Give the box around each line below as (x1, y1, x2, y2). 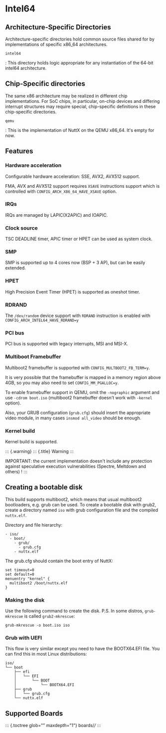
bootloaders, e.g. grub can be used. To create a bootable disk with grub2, (5, 501, 157, 507)
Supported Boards (5, 709, 63, 718)
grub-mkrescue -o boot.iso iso (5, 623, 70, 628)
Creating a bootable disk (5, 483, 83, 492)
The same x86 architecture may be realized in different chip (5, 93, 128, 99)
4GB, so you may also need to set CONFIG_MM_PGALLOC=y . (5, 379, 119, 385)
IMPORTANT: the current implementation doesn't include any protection (5, 458, 153, 464)
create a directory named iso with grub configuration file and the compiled (5, 507, 158, 513)
